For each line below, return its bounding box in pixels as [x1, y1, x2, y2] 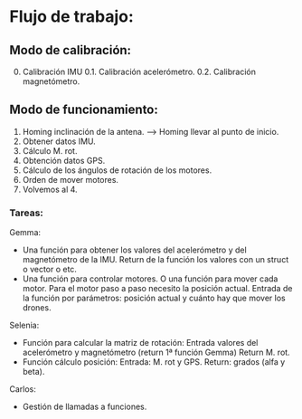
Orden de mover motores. [22, 174, 119, 185]
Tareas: [9, 206, 43, 219]
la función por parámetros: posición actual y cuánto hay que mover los [22, 292, 287, 304]
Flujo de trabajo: [9, 6, 134, 27]
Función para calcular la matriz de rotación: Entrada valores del [22, 338, 259, 348]
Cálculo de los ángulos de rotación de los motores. [22, 165, 212, 176]
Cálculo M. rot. [22, 145, 78, 156]
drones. [22, 302, 52, 313]
